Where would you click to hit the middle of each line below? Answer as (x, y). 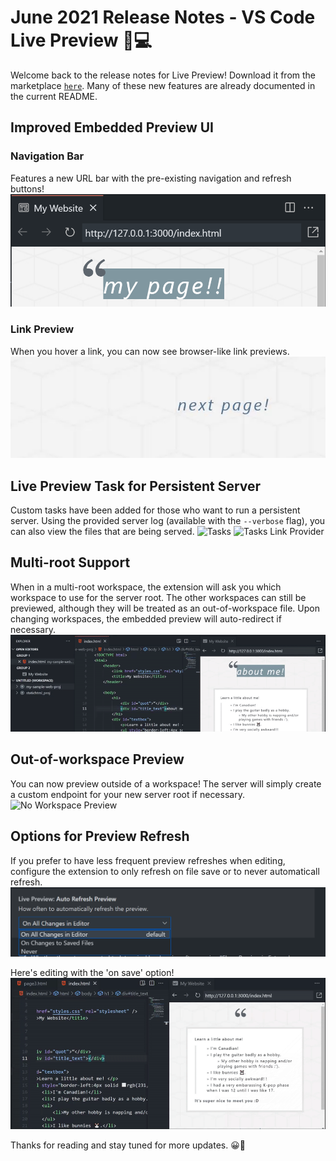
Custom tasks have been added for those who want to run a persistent (155, 510)
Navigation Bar (47, 156)
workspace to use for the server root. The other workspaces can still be (158, 597)
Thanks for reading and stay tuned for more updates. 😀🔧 (128, 1145)
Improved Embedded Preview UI (112, 127)
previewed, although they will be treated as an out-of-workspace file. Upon (165, 608)
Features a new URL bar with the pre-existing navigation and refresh (151, 178)
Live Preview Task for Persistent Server (136, 486)
